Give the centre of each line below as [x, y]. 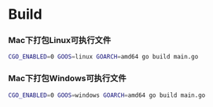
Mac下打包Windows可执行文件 [68, 78]
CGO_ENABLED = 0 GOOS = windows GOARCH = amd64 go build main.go [107, 95]
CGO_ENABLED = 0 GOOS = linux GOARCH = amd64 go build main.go [103, 57]
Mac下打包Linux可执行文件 [60, 41]
